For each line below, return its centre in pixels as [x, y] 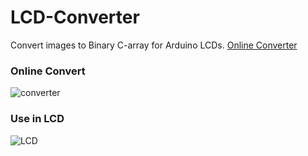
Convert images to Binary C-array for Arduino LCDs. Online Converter [154, 45]
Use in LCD [37, 119]
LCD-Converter [75, 17]
